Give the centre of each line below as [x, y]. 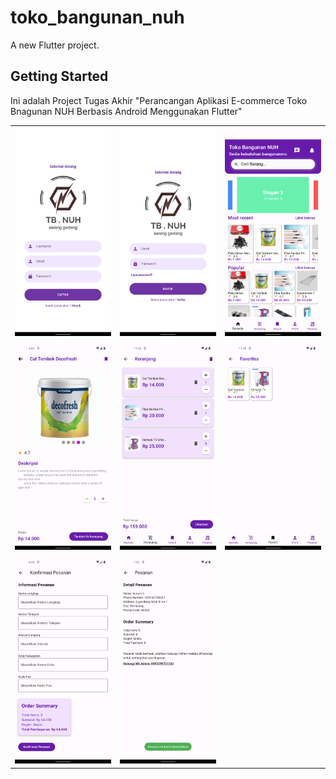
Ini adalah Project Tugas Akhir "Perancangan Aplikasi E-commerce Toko [159, 100]
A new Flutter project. [55, 45]
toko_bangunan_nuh [97, 17]
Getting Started [59, 76]
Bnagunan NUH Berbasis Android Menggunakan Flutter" [126, 111]
